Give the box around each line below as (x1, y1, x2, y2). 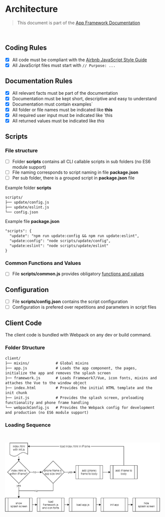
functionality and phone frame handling (5, 401, 89, 406)
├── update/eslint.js (5, 205, 50, 210)
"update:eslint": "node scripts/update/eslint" (9, 243, 109, 248)
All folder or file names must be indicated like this (12, 107, 113, 112)
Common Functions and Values (5, 259, 81, 266)
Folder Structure (5, 344, 45, 351)
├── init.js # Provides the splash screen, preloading (5, 396, 144, 401)
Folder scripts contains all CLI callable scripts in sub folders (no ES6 (12, 158, 151, 164)
